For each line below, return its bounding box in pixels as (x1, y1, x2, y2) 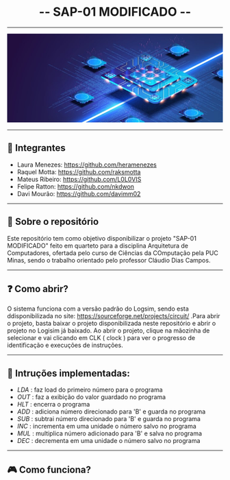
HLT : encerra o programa (16, 400, 90, 409)
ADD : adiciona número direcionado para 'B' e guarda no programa (16, 407, 206, 416)
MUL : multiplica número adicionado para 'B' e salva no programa (16, 429, 203, 437)
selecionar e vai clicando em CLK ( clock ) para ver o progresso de (7, 334, 196, 342)
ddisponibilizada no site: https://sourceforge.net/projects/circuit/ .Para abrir (7, 312, 220, 320)
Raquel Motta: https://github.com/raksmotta (16, 167, 141, 176)
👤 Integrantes (7, 142, 66, 154)
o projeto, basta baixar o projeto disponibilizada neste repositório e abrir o (7, 320, 216, 328)
